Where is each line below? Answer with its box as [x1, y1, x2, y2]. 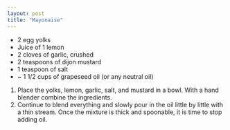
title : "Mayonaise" [7, 17, 64, 24]
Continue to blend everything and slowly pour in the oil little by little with [17, 100, 224, 109]
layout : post [7, 10, 45, 17]
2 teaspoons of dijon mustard [17, 57, 102, 66]
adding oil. [17, 115, 48, 123]
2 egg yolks [17, 35, 51, 44]
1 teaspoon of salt [17, 65, 68, 73]
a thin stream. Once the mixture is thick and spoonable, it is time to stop [17, 108, 222, 116]
